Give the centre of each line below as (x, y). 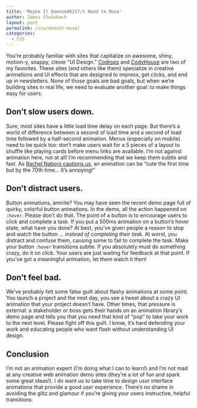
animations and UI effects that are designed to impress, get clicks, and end (97, 75)
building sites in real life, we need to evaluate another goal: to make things (96, 87)
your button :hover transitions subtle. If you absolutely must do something (96, 246)
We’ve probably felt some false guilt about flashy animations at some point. (97, 292)
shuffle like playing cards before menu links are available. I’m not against (94, 151)
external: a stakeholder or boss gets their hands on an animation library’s (94, 311)
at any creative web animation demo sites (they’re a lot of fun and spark (93, 374)
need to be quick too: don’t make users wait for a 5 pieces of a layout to (93, 144)
